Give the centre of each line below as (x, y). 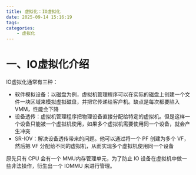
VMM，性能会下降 (36, 109)
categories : (21, 28)
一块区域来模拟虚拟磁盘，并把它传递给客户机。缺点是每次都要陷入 (100, 102)
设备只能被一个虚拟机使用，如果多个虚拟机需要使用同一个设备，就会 (102, 124)
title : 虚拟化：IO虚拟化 (33, 11)
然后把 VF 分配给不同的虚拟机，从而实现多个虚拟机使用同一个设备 (94, 146)
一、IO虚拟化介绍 (48, 65)
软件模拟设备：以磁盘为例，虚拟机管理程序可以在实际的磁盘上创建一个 (100, 94)
